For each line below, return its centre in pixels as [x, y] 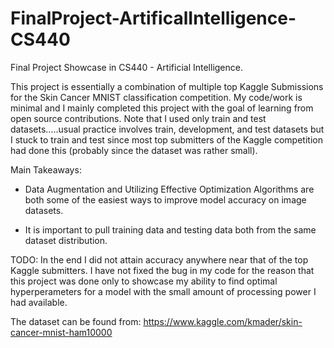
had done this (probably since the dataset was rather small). [134, 150]
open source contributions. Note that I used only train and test [138, 118]
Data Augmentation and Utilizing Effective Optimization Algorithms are [169, 189]
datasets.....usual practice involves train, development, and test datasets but [167, 129]
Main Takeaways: [46, 169]
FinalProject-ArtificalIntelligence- [153, 18]
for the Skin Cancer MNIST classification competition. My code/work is [156, 97]
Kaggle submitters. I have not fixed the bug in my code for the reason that [162, 270]
